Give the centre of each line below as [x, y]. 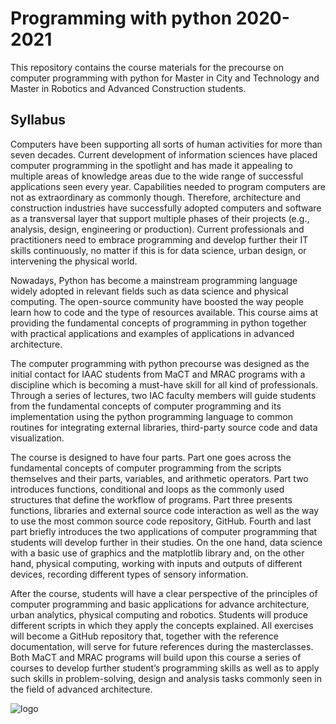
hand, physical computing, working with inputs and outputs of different [156, 563]
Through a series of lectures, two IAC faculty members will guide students [163, 395]
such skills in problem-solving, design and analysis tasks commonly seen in [166, 678]
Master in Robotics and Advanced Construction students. [128, 88]
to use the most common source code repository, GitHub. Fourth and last [161, 521]
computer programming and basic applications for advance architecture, [160, 604]
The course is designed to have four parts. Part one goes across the [151, 457]
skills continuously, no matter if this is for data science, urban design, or [158, 250]
